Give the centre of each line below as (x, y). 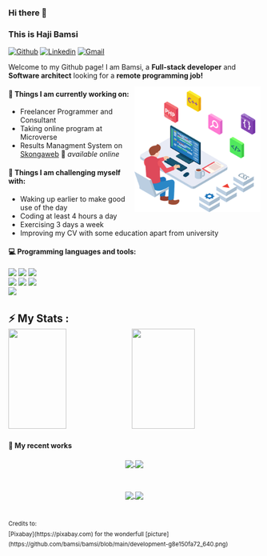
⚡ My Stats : (39, 319)
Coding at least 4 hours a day (68, 216)
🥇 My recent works (40, 445)
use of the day (44, 207)
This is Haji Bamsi (43, 34)
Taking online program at (61, 129)
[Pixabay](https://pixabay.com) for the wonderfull (76, 534)
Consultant (38, 120)
